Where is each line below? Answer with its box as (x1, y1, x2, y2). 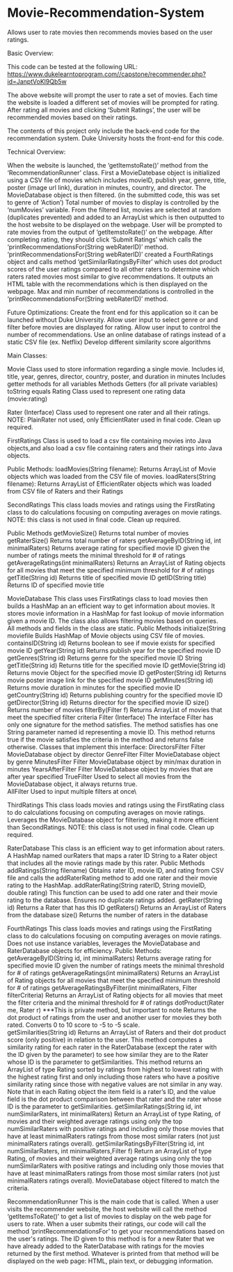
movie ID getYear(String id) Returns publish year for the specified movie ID (7, 646, 221, 654)
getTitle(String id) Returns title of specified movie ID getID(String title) (7, 573, 207, 582)
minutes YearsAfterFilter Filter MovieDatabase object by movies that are (7, 764, 214, 773)
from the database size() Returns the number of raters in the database (7, 910, 209, 919)
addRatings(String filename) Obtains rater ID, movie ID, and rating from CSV (7, 866, 224, 874)
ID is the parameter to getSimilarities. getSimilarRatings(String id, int (7, 1102, 202, 1111)
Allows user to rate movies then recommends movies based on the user (7, 28, 214, 36)
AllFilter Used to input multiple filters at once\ (7, 787, 137, 795)
